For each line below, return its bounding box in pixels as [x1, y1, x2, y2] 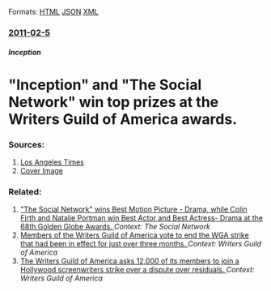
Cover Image [19, 166, 63, 175]
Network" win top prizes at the [8, 92, 219, 111]
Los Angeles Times [19, 157, 85, 167]
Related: [8, 186, 42, 197]
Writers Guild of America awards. [8, 109, 237, 128]
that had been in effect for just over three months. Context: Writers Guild [19, 239, 261, 249]
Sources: [8, 139, 45, 150]
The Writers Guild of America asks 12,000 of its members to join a [19, 256, 240, 266]
